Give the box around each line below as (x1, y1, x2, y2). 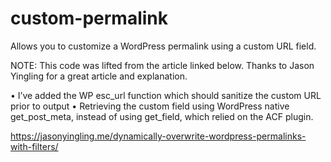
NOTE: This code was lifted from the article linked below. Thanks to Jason (10, 59, 315, 71)
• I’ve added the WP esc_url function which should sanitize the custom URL (10, 89, 322, 101)
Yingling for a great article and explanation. (10, 70, 188, 82)
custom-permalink (10, 7, 168, 30)
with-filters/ (10, 140, 59, 152)
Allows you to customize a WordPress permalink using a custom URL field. (10, 40, 317, 52)
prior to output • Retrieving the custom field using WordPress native (10, 100, 290, 112)
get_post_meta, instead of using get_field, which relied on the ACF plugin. (10, 110, 314, 122)
